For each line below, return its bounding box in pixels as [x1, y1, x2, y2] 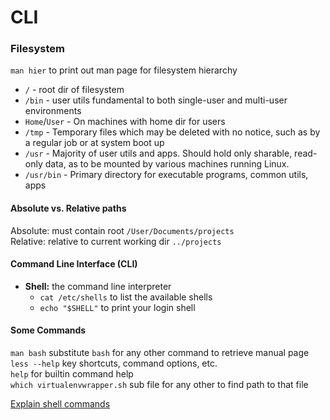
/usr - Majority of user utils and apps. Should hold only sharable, [24, 147, 293, 160]
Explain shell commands [10, 398, 111, 410]
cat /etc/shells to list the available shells [39, 291, 213, 303]
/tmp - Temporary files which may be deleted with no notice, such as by [24, 126, 321, 138]
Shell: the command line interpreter [24, 280, 172, 292]
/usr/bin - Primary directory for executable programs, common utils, [24, 169, 309, 181]
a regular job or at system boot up [24, 137, 165, 149]
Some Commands [10, 324, 87, 336]
